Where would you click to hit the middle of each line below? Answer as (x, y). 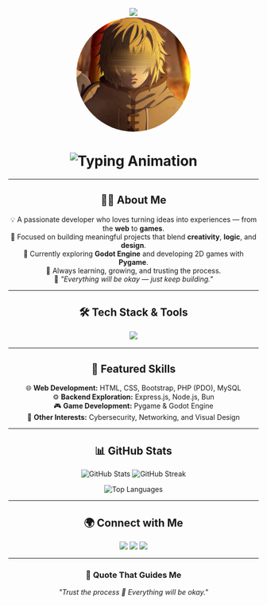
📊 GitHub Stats (133, 450)
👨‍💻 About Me (133, 200)
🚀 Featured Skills (133, 368)
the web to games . (133, 228)
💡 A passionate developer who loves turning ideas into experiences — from (133, 219)
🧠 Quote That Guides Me (133, 575)
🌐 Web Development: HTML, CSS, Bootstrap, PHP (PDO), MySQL (133, 388)
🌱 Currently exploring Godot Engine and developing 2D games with (133, 254)
